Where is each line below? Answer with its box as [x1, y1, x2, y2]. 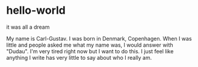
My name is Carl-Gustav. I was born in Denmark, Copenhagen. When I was [6, 35, 192, 42]
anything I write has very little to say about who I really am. [6, 54, 152, 61]
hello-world [6, 4, 66, 17]
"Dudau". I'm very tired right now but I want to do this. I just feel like [6, 47, 174, 54]
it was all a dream [6, 23, 50, 31]
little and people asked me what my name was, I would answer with [6, 41, 173, 48]
